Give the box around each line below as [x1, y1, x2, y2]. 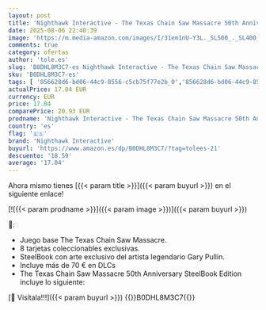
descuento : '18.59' [8, 151, 73, 159]
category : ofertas [8, 48, 69, 56]
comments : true [8, 41, 59, 49]
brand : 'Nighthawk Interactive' [8, 136, 115, 145]
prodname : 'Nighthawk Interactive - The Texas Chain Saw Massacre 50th [8, 115, 249, 123]
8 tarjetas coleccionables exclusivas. [19, 243, 140, 254]
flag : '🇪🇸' [8, 129, 47, 137]
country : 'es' [8, 122, 55, 130]
